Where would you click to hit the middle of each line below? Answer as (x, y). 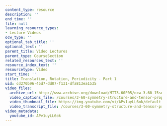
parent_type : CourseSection (34, 56)
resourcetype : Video (27, 70)
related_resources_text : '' (34, 61)
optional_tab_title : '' (30, 42)
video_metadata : (22, 111)
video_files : (19, 88)
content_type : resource (30, 10)
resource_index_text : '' (31, 65)
